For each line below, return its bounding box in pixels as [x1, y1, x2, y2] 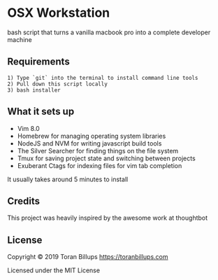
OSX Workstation [7, 5, 110, 21]
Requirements [7, 56, 70, 68]
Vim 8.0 [17, 124, 40, 132]
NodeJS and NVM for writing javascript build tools [17, 139, 162, 148]
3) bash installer [7, 86, 61, 94]
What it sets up [7, 106, 75, 118]
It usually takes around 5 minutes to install [7, 175, 129, 183]
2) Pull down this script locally [7, 80, 108, 87]
